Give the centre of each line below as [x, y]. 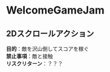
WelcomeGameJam [55, 10]
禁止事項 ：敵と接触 [30, 56]
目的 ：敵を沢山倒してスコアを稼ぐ [48, 49]
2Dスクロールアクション [50, 33]
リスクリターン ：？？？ [35, 63]
